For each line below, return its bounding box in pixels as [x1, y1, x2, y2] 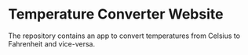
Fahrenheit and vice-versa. [8, 39, 96, 48]
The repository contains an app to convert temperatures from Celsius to [8, 31, 241, 40]
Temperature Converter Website [8, 5, 224, 23]
